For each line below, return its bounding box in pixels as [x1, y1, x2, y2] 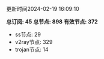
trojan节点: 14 [14, 46, 49, 53]
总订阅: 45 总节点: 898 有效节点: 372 [6, 18, 98, 25]
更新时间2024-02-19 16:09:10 [6, 5, 79, 12]
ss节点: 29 [14, 31, 41, 38]
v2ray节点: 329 [14, 39, 53, 45]
